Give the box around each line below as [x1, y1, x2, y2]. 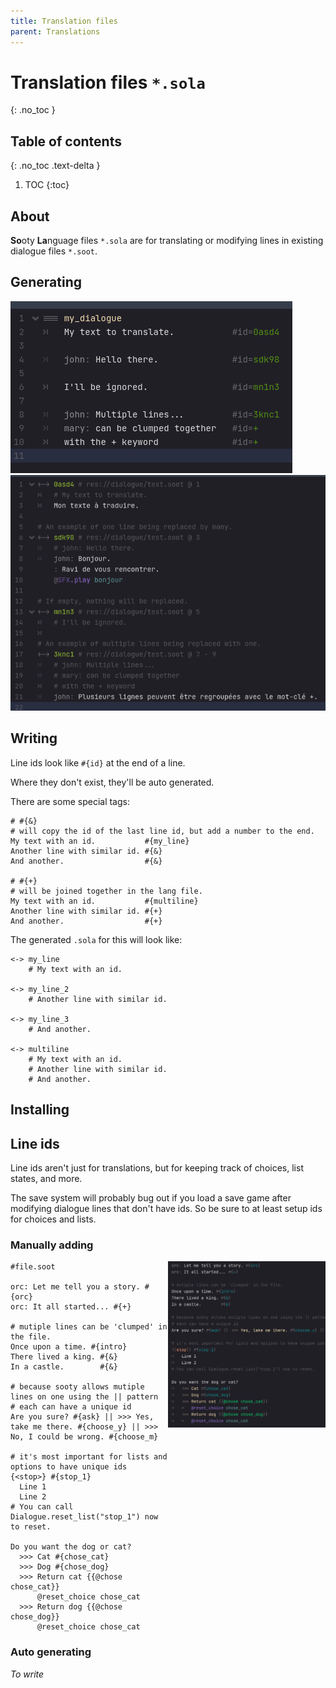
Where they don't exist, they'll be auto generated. [10, 776, 215, 788]
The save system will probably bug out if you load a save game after [10, 1192, 292, 1204]
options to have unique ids [10, 1462, 128, 1472]
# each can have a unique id [10, 1402, 132, 1412]
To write [10, 1668, 45, 1680]
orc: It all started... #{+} [10, 1302, 132, 1312]
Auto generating [10, 1645, 92, 1659]
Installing [10, 1101, 70, 1119]
